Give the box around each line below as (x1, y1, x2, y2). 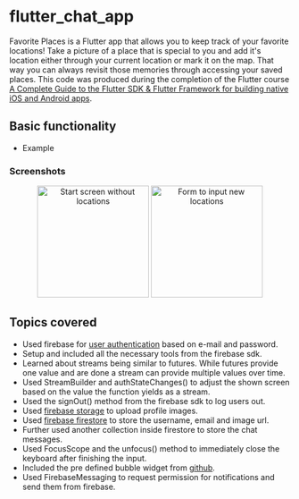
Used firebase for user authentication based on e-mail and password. (21, 338, 278, 350)
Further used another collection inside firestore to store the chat (21, 424, 258, 435)
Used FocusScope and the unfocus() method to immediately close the (21, 443, 280, 453)
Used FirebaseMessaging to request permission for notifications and (21, 471, 275, 482)
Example (21, 142, 55, 153)
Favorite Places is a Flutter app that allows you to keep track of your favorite (9, 36, 289, 47)
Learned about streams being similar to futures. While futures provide (21, 358, 278, 368)
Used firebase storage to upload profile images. (21, 405, 198, 416)
